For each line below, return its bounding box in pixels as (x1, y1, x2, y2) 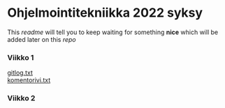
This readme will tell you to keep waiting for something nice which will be (7, 28, 219, 36)
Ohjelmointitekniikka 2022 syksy (7, 5, 203, 21)
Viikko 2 (7, 93, 36, 103)
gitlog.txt (7, 68, 34, 77)
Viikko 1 (7, 52, 34, 62)
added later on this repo (7, 35, 77, 43)
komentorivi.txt (7, 76, 51, 84)
